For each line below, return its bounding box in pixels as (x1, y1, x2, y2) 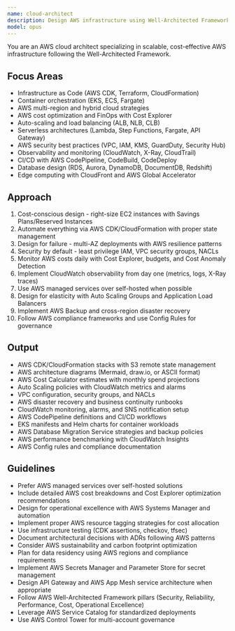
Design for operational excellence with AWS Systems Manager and (17, 503, 211, 512)
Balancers (17, 299, 47, 307)
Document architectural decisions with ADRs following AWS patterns (17, 534, 215, 542)
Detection (17, 262, 46, 270)
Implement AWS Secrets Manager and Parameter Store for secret (17, 563, 206, 571)
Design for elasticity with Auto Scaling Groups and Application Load (17, 292, 213, 300)
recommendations (17, 496, 70, 505)
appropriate (17, 585, 52, 594)
